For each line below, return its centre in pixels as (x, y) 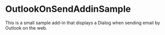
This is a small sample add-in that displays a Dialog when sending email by (83, 23)
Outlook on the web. (26, 28)
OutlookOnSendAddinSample (68, 9)
